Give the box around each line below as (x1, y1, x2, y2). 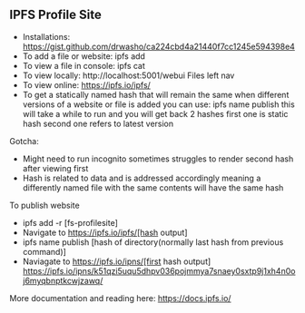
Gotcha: (9, 135, 39, 146)
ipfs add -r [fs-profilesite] (22, 217, 118, 228)
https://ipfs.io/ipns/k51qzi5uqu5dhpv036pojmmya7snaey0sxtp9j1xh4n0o (22, 265, 296, 276)
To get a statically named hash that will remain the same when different (22, 89, 290, 100)
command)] (22, 246, 66, 257)
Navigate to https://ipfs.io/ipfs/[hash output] (22, 227, 188, 238)
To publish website (9, 200, 80, 210)
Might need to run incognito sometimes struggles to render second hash (22, 153, 294, 164)
